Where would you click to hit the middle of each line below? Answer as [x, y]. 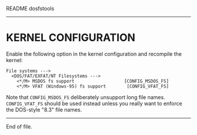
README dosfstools [30, 9]
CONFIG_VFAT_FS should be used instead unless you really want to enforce [94, 103]
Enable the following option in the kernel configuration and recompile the [94, 54]
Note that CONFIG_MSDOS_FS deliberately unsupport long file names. [86, 97]
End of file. [19, 126]
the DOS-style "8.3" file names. [44, 109]
